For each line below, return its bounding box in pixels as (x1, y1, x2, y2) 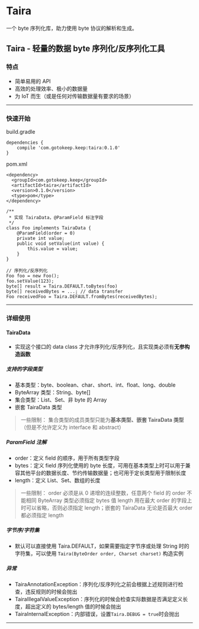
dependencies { (6, 140, 44, 146)
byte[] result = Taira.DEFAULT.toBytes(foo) (6, 283, 118, 289)
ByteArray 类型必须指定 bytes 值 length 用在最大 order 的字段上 (37, 497, 192, 504)
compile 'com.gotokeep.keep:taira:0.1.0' (17, 144, 120, 151)
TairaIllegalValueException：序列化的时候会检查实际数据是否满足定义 (14, 595, 183, 602)
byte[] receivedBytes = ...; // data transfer (6, 288, 123, 295)
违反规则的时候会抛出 (25, 588, 78, 595)
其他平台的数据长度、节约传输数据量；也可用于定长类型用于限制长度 (20, 469, 187, 476)
